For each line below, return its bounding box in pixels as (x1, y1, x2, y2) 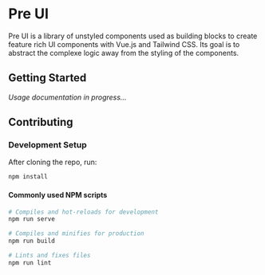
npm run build (8, 237, 56, 246)
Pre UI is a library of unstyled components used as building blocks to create (8, 31, 258, 41)
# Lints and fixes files (8, 252, 91, 260)
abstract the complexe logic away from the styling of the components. (8, 48, 239, 57)
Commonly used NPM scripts (8, 190, 108, 199)
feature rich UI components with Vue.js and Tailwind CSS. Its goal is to (8, 39, 240, 49)
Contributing (8, 116, 73, 129)
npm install (8, 173, 48, 181)
